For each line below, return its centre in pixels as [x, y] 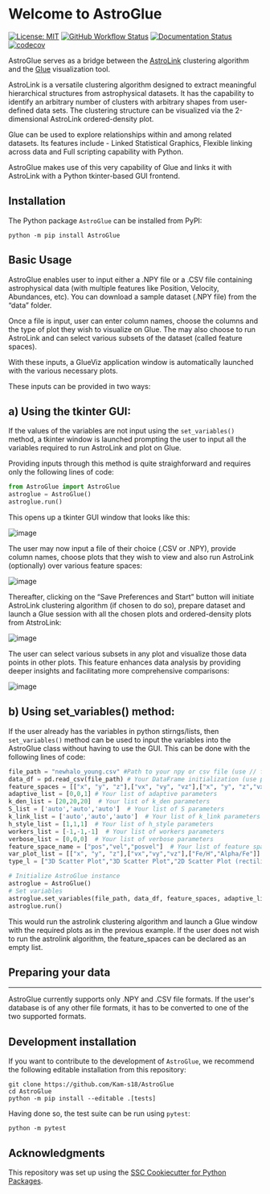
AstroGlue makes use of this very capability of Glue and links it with [120, 167]
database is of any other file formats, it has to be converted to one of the [129, 1008]
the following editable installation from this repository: [97, 1070]
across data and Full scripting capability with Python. [96, 151]
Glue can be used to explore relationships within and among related [120, 135]
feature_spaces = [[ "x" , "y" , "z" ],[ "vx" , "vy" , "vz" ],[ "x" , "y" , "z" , [131, 786]
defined [21, 110]
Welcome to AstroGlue [85, 14]
